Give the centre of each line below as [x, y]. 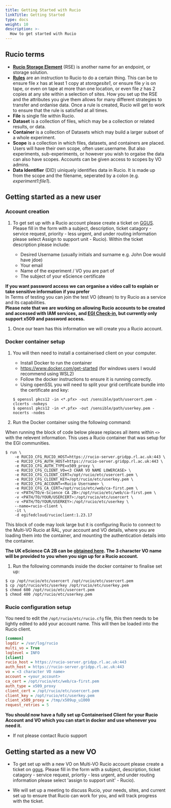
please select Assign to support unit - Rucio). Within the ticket [78, 239]
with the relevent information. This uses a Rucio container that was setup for [86, 437]
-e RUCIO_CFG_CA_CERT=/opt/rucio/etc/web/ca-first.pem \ [76, 488]
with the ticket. [28, 801]
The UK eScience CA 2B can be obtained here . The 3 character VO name [83, 551]
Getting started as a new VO [51, 751]
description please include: [41, 244]
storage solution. [30, 72]
